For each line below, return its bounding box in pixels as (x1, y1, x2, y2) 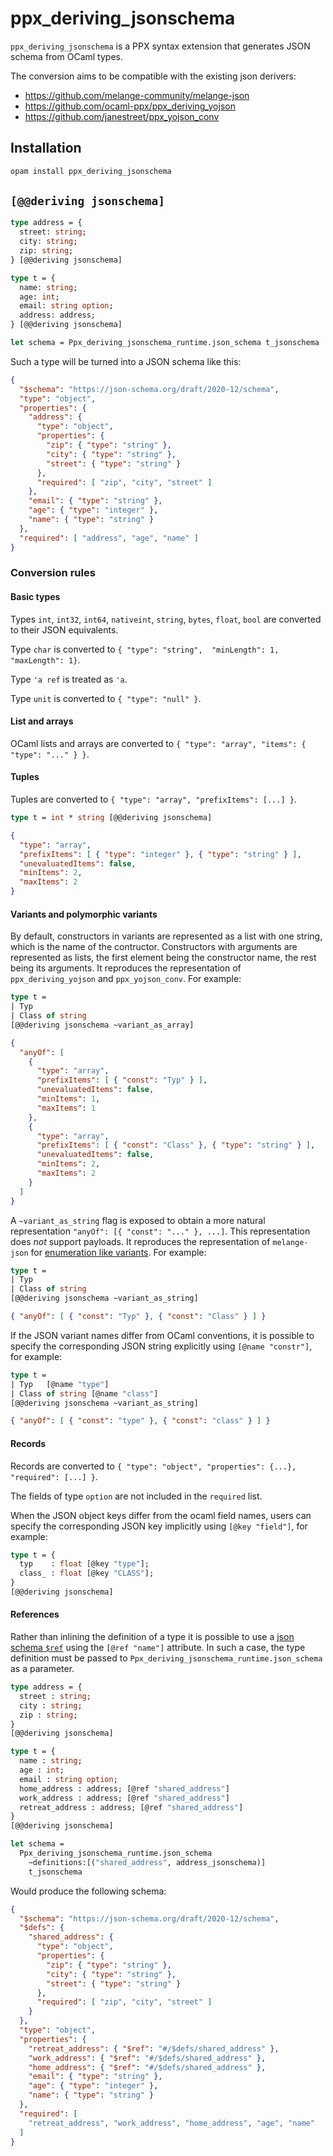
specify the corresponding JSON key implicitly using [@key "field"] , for (10, 1520, 308, 1532)
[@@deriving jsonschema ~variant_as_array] (10, 1020, 195, 1030)
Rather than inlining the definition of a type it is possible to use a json (10, 1631, 295, 1643)
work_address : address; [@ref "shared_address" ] (19, 1793, 230, 1803)
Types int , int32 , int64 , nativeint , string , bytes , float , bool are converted (10, 613, 322, 625)
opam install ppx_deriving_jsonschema (10, 166, 172, 176)
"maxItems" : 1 (36, 1103, 97, 1113)
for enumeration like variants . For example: (30, 1246, 207, 1258)
